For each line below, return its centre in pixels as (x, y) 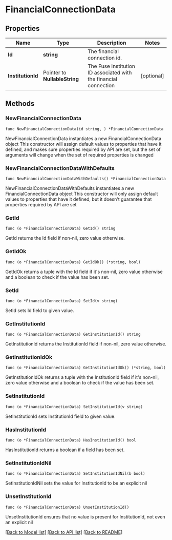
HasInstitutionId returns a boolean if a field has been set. (65, 450)
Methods (20, 104)
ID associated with (110, 73)
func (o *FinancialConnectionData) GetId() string (60, 229)
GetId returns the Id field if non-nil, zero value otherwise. (65, 238)
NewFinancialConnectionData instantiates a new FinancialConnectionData (83, 138)
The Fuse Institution (112, 66)
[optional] (152, 76)
